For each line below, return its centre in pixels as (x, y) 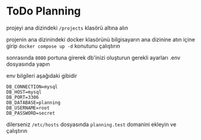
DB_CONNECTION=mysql (32, 87)
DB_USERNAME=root (28, 108)
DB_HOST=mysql (24, 92)
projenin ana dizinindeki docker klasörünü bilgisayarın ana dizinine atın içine (101, 39)
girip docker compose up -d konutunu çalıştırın (63, 46)
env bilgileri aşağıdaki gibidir (42, 75)
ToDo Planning (44, 11)
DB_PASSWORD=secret (31, 113)
